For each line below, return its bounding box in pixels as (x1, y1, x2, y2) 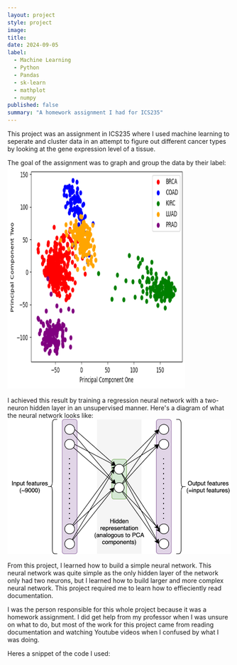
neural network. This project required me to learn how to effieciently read (7, 584, 222, 592)
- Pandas (13, 71, 40, 78)
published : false (7, 102, 59, 109)
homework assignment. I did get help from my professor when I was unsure (7, 612, 228, 621)
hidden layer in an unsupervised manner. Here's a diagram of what (29, 404, 225, 412)
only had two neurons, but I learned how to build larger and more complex (7, 576, 224, 585)
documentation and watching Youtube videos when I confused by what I (7, 627, 219, 637)
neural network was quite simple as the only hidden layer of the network (7, 568, 219, 577)
